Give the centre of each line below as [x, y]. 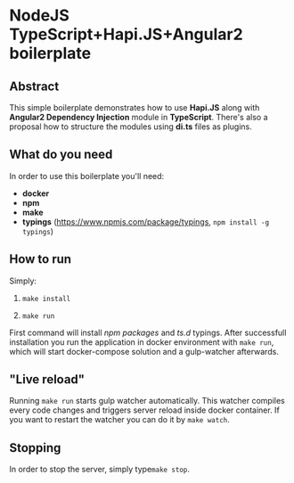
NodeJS [39, 16]
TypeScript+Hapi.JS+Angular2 [126, 34]
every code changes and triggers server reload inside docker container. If [145, 410]
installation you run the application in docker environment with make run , [142, 342]
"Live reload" [47, 380]
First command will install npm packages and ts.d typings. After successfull [148, 332]
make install [46, 299]
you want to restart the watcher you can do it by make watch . [119, 420]
